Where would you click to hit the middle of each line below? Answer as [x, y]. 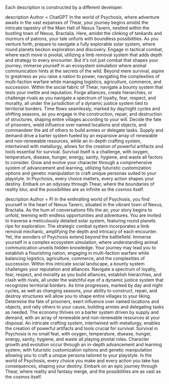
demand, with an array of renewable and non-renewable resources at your [83, 318]
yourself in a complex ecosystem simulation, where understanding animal [81, 242]
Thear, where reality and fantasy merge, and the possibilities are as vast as [83, 371]
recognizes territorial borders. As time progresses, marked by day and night [84, 285]
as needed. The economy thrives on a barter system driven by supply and [82, 312]
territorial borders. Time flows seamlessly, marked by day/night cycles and [83, 109]
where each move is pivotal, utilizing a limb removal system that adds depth [84, 55]
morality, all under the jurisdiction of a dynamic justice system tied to [77, 103]
